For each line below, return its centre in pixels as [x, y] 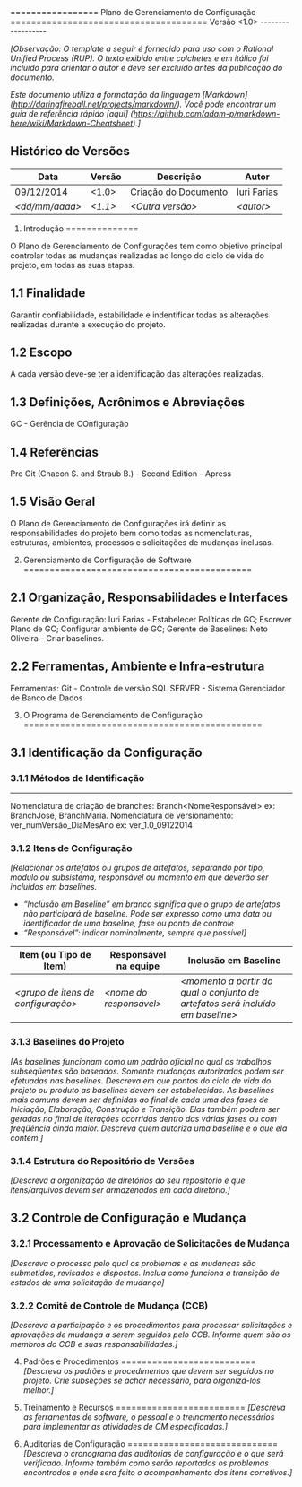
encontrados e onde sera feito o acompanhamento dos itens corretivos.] [158, 1473]
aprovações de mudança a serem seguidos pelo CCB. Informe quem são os [151, 1335]
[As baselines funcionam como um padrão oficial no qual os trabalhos [141, 1061]
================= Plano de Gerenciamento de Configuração [133, 12]
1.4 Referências [55, 452]
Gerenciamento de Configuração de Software [107, 560]
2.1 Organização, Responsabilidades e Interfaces [149, 598]
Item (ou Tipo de [55, 955]
